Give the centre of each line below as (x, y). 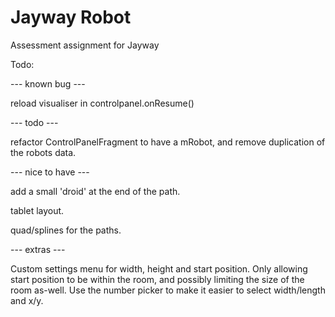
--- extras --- (38, 249)
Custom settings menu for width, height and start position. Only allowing (159, 268)
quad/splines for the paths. (66, 230)
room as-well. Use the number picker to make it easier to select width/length (168, 290)
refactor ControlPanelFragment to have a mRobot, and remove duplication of (168, 142)
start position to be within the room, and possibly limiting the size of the (157, 279)
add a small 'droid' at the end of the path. (95, 191)
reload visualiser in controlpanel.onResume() (102, 103)
